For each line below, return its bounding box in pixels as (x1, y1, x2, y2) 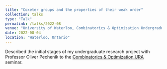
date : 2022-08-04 (5, 30, 41, 35)
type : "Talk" (5, 16, 32, 21)
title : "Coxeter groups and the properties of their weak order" (5, 7, 143, 12)
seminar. (5, 59, 23, 65)
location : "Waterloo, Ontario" (5, 35, 70, 40)
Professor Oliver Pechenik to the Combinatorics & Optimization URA (5, 54, 144, 60)
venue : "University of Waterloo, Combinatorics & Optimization (5, 26, 139, 31)
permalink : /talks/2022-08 (5, 21, 61, 26)
